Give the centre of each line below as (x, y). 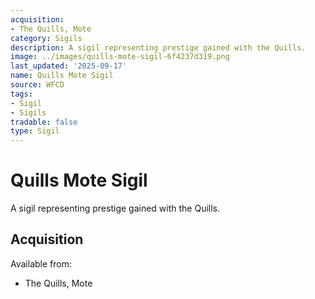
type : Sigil (35, 131)
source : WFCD (37, 85)
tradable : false (44, 122)
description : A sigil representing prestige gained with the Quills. (158, 47)
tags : (21, 94)
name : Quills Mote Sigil (62, 76)
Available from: (41, 263)
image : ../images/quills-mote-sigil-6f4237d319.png (120, 57)
